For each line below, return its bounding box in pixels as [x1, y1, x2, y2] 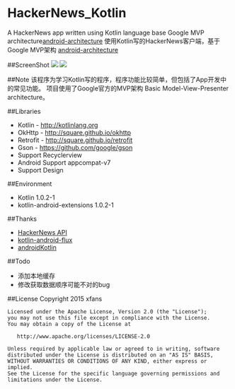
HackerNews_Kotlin [7, 5, 127, 21]
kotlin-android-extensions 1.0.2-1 [17, 200, 115, 209]
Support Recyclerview [17, 151, 83, 159]
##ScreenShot [7, 60, 50, 69]
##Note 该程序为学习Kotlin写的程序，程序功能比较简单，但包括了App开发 [7, 75, 221, 83]
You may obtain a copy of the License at [7, 320, 132, 327]
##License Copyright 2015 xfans [7, 294, 103, 303]
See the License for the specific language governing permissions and [7, 370, 220, 377]
